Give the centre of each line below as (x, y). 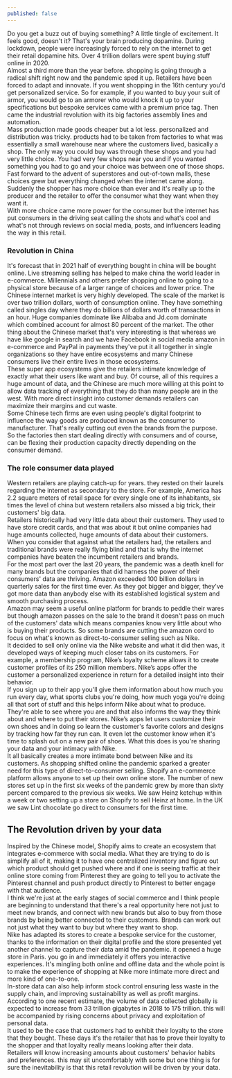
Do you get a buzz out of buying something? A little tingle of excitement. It (113, 33)
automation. (24, 121)
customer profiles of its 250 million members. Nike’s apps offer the (102, 668)
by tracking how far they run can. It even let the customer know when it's (111, 734)
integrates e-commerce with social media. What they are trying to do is (108, 854)
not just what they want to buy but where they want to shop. (93, 927)
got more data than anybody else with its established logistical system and (114, 593)
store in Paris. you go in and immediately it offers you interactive (99, 957)
